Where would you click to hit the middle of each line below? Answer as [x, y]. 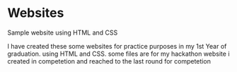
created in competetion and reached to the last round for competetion [109, 61]
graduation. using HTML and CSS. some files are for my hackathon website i [118, 54]
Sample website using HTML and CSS [63, 32]
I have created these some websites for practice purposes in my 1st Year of [117, 46]
